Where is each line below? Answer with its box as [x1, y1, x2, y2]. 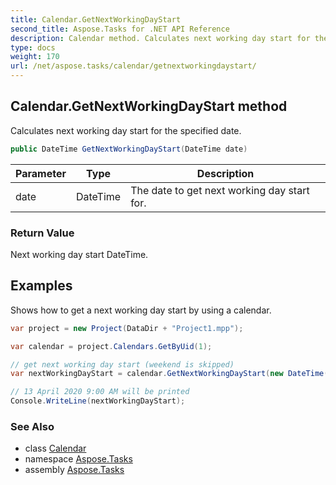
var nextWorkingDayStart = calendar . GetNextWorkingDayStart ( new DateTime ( [10, 369, 329, 379]
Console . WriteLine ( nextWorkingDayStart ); [10, 396, 186, 406]
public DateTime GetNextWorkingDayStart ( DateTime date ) [10, 144, 248, 154]
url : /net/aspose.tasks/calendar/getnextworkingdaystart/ [10, 61, 257, 71]
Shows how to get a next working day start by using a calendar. [10, 304, 272, 316]
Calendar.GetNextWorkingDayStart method [10, 98, 288, 115]
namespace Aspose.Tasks [24, 453, 133, 465]
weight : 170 [10, 52, 60, 62]
